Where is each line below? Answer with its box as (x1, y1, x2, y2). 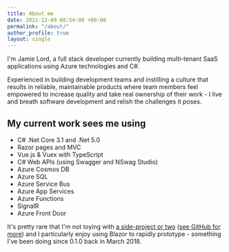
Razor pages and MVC (17, 143, 81, 151)
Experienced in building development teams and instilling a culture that (7, 75, 209, 84)
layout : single (7, 36, 51, 43)
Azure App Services (17, 187, 74, 195)
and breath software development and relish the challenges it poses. (7, 97, 202, 106)
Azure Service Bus (17, 180, 70, 188)
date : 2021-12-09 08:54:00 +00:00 (7, 17, 107, 23)
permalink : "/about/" (7, 23, 70, 30)
